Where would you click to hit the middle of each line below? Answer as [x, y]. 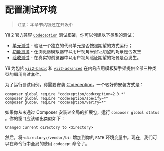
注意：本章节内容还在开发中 [45, 25]
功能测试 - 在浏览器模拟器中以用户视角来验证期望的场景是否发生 [77, 51]
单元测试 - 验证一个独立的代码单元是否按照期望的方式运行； [72, 45]
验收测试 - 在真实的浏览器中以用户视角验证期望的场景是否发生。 [77, 57]
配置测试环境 [31, 10]
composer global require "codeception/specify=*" [57, 98]
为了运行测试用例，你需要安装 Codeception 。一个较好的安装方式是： [74, 84]
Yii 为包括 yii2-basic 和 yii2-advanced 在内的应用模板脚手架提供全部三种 [79, 68]
